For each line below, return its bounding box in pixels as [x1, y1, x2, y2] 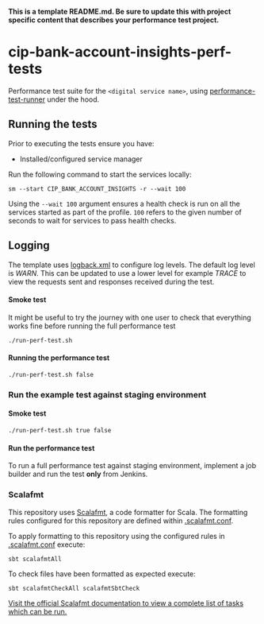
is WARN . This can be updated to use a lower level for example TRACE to [8, 268, 247, 277]
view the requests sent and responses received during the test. [8, 277, 215, 286]
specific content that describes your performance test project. [8, 15, 220, 25]
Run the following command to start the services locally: [8, 169, 192, 179]
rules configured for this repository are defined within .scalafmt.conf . [8, 516, 234, 525]
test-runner [8, 95, 46, 104]
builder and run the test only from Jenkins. [8, 469, 148, 479]
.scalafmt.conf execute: [8, 540, 86, 549]
